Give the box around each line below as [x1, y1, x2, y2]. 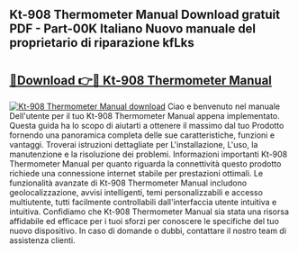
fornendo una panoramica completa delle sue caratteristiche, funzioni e [9, 130, 275, 140]
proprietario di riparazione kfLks [9, 35, 195, 50]
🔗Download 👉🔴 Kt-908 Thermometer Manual [9, 72, 273, 88]
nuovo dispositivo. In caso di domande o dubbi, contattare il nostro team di [9, 225, 286, 236]
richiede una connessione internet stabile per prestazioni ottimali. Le [9, 168, 264, 178]
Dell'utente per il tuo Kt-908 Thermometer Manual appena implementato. [9, 111, 281, 121]
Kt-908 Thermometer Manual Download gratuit [9, 7, 281, 23]
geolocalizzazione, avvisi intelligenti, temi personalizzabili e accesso [9, 187, 264, 197]
